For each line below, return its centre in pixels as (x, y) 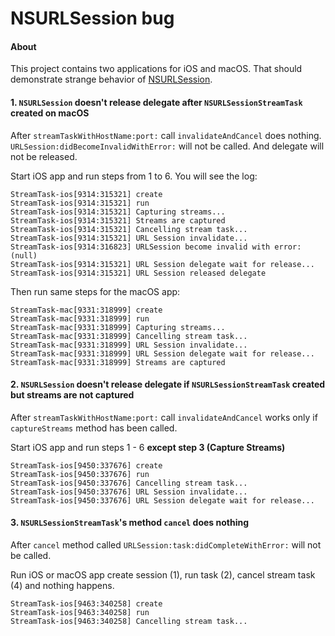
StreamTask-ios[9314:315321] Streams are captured (118, 220)
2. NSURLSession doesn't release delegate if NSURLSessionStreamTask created (168, 384)
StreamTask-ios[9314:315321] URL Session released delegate (138, 273)
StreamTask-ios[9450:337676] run (80, 474)
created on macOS (50, 113)
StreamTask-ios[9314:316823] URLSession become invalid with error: (156, 247)
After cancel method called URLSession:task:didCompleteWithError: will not (166, 545)
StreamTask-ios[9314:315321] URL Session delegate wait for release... (162, 264)
